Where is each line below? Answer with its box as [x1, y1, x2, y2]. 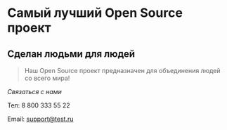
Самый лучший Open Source [7, 5, 183, 21]
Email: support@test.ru [7, 115, 74, 123]
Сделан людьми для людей [7, 48, 136, 60]
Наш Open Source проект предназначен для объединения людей [24, 67, 221, 74]
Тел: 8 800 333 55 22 [7, 101, 70, 110]
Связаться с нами [7, 88, 62, 96]
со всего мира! [24, 74, 70, 82]
